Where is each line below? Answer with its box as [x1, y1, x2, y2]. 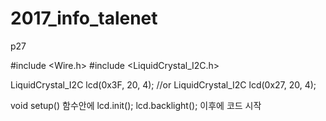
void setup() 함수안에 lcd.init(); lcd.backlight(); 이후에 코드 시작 [10, 99, 262, 111]
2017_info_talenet [10, 7, 158, 30]
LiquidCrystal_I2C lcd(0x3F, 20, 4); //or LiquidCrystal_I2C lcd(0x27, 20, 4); [10, 78, 317, 91]
